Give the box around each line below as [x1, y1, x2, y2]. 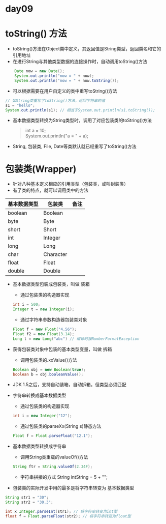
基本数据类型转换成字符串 [12, 443, 67, 449]
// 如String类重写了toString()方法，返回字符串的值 [5, 98, 106, 103]
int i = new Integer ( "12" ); [12, 413, 73, 419]
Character [43, 251, 68, 258]
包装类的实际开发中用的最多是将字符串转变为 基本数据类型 [12, 485, 135, 491]
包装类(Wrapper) [5, 163, 77, 174]
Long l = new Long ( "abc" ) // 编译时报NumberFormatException [12, 336, 140, 341]
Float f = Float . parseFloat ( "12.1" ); [12, 433, 93, 439]
